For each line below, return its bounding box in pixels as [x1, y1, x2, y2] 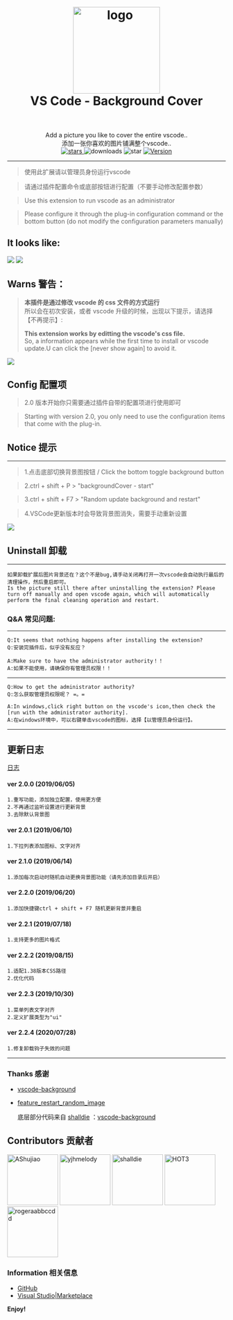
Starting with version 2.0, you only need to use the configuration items [24, 412, 225, 421]
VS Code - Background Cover [30, 93, 203, 109]
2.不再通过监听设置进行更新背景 [7, 804, 86, 811]
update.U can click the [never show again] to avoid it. [24, 344, 177, 352]
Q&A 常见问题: [7, 614, 55, 624]
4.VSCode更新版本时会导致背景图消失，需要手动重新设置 [24, 509, 187, 518]
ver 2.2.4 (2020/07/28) [7, 1029, 76, 1037]
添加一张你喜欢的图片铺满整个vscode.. [61, 139, 172, 147]
